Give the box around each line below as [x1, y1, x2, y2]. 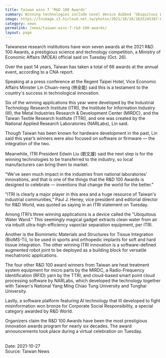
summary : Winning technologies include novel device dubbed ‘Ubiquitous [5, 12, 158, 17]
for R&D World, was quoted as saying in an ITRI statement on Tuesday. [5, 202, 149, 207]
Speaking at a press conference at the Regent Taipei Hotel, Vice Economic [5, 79, 157, 84]
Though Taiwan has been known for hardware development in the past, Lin [5, 130, 158, 136]
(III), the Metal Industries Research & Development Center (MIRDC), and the [5, 110, 159, 116]
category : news [5, 21, 37, 26]
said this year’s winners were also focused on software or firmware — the [5, 135, 155, 141]
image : [5, 16, 19, 21]
